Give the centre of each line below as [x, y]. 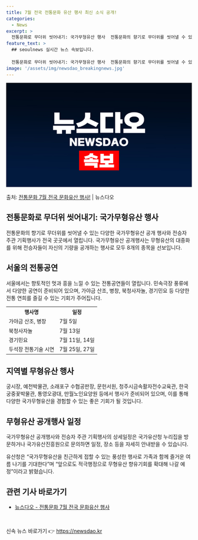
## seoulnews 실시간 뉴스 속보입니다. [53, 50]
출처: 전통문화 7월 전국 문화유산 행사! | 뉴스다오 [60, 197]
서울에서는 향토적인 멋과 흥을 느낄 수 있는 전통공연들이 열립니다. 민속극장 [89, 283]
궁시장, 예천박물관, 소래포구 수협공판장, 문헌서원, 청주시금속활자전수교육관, [92, 386]
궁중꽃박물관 [21, 394]
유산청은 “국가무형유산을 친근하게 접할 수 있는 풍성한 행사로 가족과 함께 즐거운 [95, 457]
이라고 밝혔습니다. [34, 472]
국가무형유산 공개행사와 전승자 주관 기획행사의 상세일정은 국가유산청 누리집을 [94, 437]
